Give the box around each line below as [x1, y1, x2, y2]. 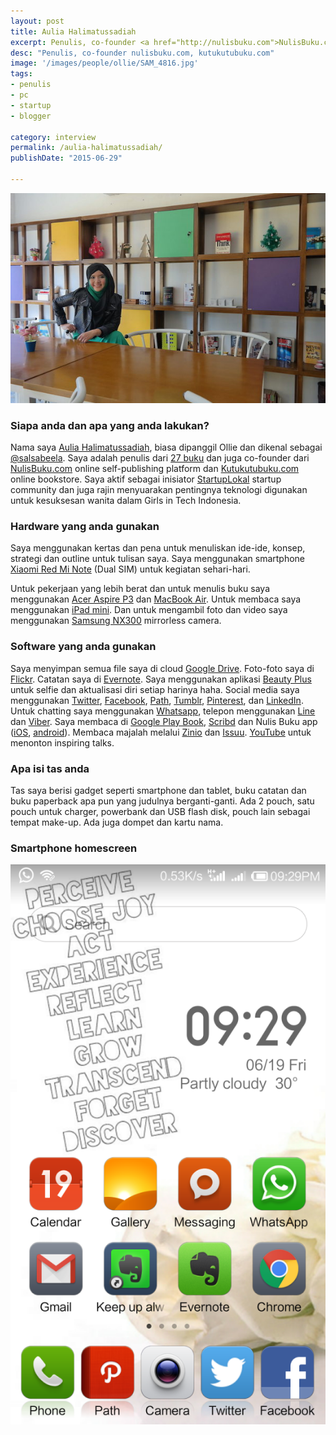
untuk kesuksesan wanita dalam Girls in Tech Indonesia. [10, 495, 242, 507]
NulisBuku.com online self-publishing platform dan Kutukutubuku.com [10, 463, 300, 475]
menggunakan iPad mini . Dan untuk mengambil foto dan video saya [10, 604, 288, 616]
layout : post [10, 16, 65, 26]
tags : [10, 69, 33, 79]
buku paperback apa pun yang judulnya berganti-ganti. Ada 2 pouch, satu [10, 795, 315, 807]
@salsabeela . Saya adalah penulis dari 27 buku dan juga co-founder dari [10, 452, 310, 464]
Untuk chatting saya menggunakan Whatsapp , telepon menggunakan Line [10, 705, 316, 717]
